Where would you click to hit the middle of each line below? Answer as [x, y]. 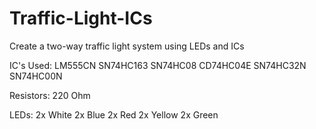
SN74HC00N [36, 76]
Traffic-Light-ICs [81, 18]
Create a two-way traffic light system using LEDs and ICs [127, 46]
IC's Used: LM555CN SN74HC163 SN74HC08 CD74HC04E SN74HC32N [158, 65]
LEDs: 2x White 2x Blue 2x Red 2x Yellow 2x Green [114, 114]
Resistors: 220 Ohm [50, 95]
